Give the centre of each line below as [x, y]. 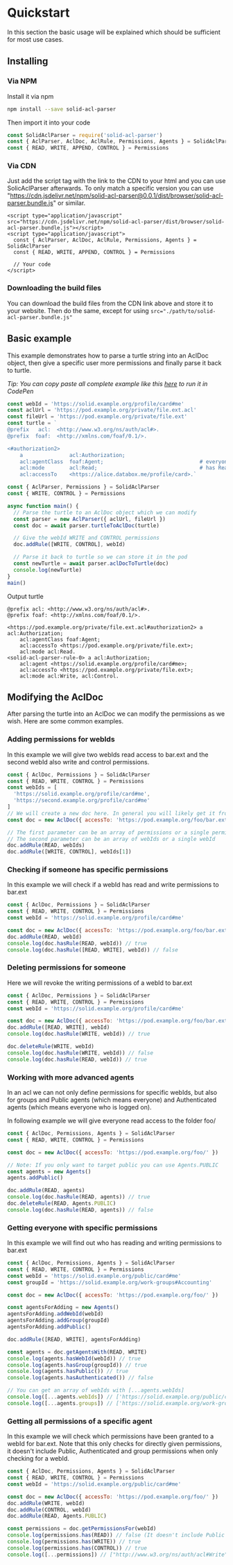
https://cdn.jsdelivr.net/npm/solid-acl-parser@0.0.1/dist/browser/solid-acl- [117, 195]
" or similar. [69, 203]
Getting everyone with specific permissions [83, 1228]
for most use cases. [35, 39]
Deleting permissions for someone [67, 968]
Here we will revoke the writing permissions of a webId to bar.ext [100, 983]
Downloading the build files [54, 288]
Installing [28, 62]
